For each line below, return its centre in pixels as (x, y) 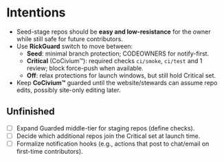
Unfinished (31, 112)
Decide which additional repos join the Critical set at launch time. (108, 136)
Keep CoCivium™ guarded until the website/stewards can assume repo (117, 82)
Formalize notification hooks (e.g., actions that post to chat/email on (113, 143)
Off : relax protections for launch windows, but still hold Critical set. (121, 75)
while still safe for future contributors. (69, 38)
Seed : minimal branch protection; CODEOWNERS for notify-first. (118, 54)
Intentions (36, 13)
